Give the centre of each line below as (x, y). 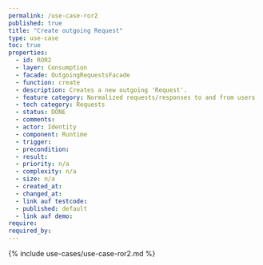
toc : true (25, 45)
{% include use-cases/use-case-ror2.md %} (82, 253)
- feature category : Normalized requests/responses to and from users (135, 97)
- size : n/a (36, 179)
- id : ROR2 (34, 61)
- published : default (52, 208)
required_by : (30, 231)
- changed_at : (39, 194)
